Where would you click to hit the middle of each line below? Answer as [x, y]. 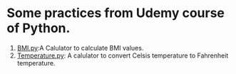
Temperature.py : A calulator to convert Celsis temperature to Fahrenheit [123, 55]
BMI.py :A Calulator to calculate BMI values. [80, 48]
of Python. [39, 28]
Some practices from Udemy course [116, 13]
